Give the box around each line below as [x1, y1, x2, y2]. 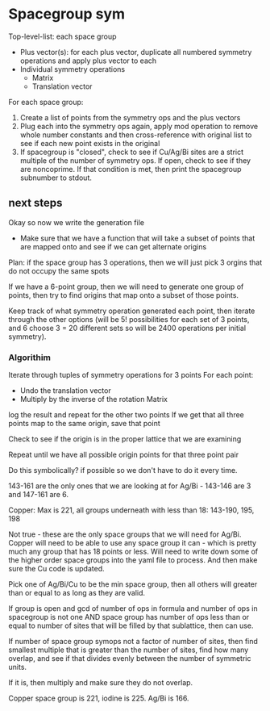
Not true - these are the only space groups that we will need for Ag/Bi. [8, 529, 242, 539]
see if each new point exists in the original [19, 138, 160, 148]
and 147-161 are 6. [8, 490, 69, 500]
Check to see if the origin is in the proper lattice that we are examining [8, 434, 242, 444]
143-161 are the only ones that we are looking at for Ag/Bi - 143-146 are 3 [8, 481, 251, 491]
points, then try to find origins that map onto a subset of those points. [8, 290, 239, 299]
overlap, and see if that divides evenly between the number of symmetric [8, 654, 251, 663]
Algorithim [8, 352, 51, 363]
